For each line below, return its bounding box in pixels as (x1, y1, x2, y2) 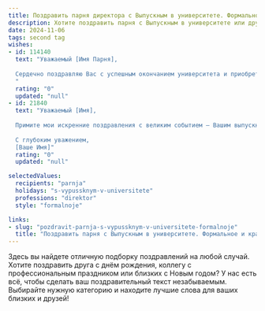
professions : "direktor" (15, 194, 97, 202)
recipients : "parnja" (15, 180, 87, 187)
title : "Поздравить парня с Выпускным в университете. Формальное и (15, 230, 245, 239)
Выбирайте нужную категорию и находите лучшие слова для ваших (8, 285, 238, 295)
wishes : (8, 41, 34, 49)
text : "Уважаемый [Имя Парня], (15, 56, 118, 64)
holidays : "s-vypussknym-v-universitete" (15, 187, 154, 194)
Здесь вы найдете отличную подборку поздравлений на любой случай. (8, 252, 250, 261)
